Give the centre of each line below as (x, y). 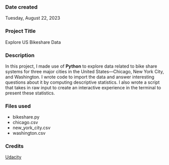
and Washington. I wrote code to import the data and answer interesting (80, 77)
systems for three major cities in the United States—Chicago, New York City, (84, 71)
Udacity (13, 157)
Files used (18, 106)
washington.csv (29, 133)
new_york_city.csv (32, 128)
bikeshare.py (26, 117)
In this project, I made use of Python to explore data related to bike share (81, 66)
